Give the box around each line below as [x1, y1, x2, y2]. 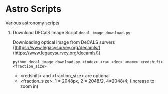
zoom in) [20, 83, 39, 89]
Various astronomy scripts [5, 20, 59, 26]
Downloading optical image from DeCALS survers [12, 39, 115, 45]
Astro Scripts [5, 3, 62, 15]
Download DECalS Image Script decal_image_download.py [12, 29, 131, 35]
